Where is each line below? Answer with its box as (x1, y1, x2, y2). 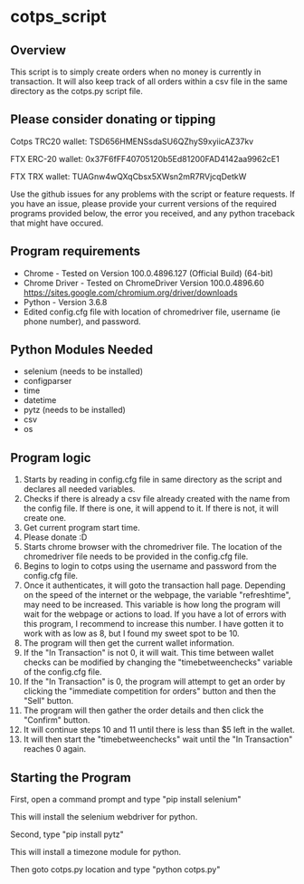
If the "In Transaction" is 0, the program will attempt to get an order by (23, 677, 286, 687)
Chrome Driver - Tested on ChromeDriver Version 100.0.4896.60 (23, 277, 265, 288)
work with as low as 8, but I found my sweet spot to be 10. (23, 628, 240, 639)
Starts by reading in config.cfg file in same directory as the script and (23, 474, 283, 485)
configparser (23, 376, 72, 387)
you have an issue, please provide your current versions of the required (10, 197, 277, 209)
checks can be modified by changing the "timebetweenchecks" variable (23, 657, 293, 668)
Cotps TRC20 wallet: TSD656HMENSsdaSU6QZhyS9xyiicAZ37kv (10, 136, 254, 147)
